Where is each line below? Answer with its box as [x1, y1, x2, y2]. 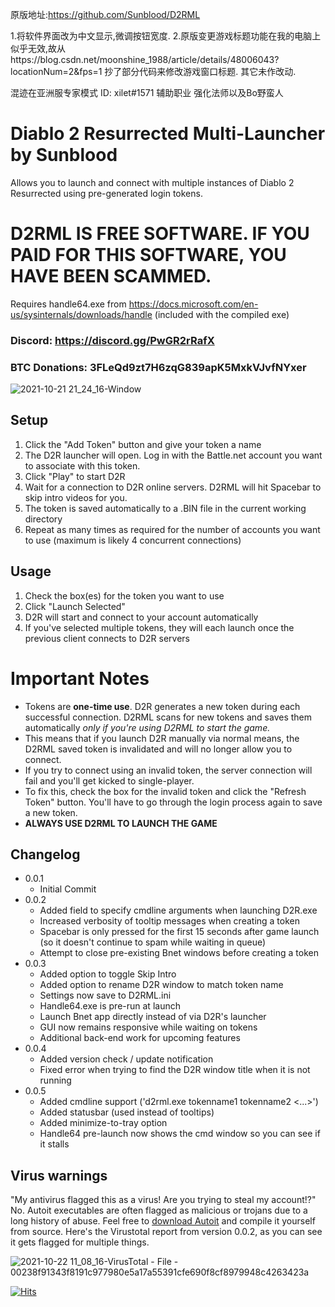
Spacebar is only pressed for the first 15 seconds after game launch [39, 926, 320, 938]
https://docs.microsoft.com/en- [128, 298, 259, 310]
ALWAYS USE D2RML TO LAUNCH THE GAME [24, 817, 218, 829]
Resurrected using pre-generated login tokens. [10, 187, 203, 199]
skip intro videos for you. [24, 491, 128, 503]
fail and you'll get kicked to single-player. [24, 774, 195, 787]
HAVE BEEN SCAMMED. [10, 265, 212, 288]
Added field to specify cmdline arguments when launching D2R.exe [39, 904, 318, 917]
